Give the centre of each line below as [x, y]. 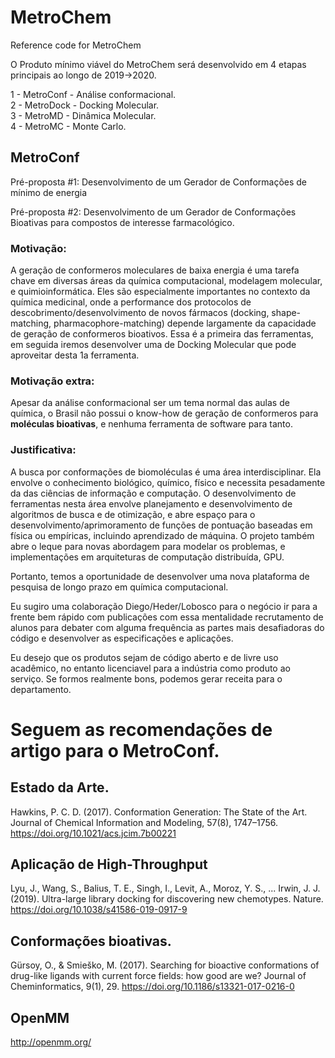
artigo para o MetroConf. [115, 750]
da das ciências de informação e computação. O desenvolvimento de [153, 493]
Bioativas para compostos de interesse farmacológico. [122, 222]
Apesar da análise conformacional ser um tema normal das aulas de [150, 403]
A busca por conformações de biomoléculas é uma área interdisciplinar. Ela [166, 472]
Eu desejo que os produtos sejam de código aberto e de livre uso [144, 657]
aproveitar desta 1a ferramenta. [75, 355]
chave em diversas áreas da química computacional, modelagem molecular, [166, 281]
